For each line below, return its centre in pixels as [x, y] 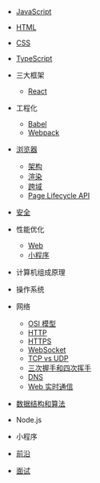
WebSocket [47, 350]
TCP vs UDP [48, 358]
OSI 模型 [42, 323]
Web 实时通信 [50, 387]
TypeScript [34, 58]
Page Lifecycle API [59, 196]
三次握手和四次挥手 [60, 368]
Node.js [29, 420]
